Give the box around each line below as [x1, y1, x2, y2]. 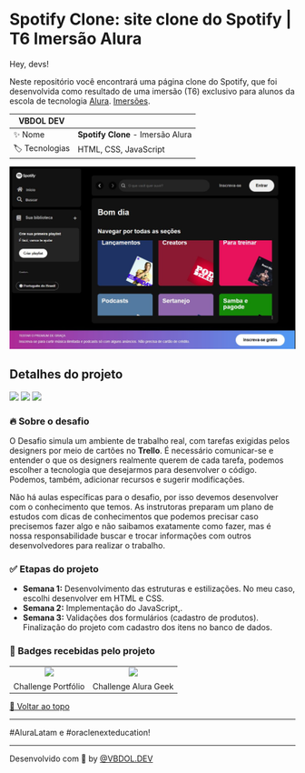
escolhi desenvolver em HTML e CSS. [22, 593, 165, 604]
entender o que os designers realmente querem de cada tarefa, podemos [9, 455, 284, 466]
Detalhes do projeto [9, 366, 123, 382]
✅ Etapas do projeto [9, 562, 100, 575]
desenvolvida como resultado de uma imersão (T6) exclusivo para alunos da [9, 85, 295, 96]
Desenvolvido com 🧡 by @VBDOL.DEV [9, 753, 153, 764]
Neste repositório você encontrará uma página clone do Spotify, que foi [9, 75, 278, 86]
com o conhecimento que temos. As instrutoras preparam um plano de [9, 501, 274, 512]
